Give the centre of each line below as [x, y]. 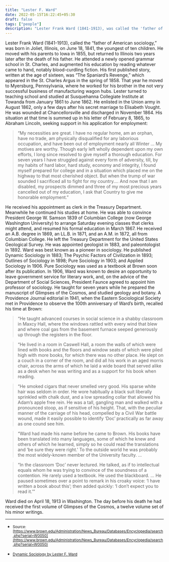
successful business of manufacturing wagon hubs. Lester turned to [76, 91]
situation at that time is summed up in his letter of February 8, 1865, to [77, 118]
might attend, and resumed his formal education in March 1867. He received [84, 229]
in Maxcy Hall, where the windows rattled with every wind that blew [87, 324]
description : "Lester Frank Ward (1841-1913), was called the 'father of [84, 29]
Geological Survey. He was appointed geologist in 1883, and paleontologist [83, 244]
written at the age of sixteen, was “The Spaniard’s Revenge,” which [75, 75]
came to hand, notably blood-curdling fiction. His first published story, [78, 70]
